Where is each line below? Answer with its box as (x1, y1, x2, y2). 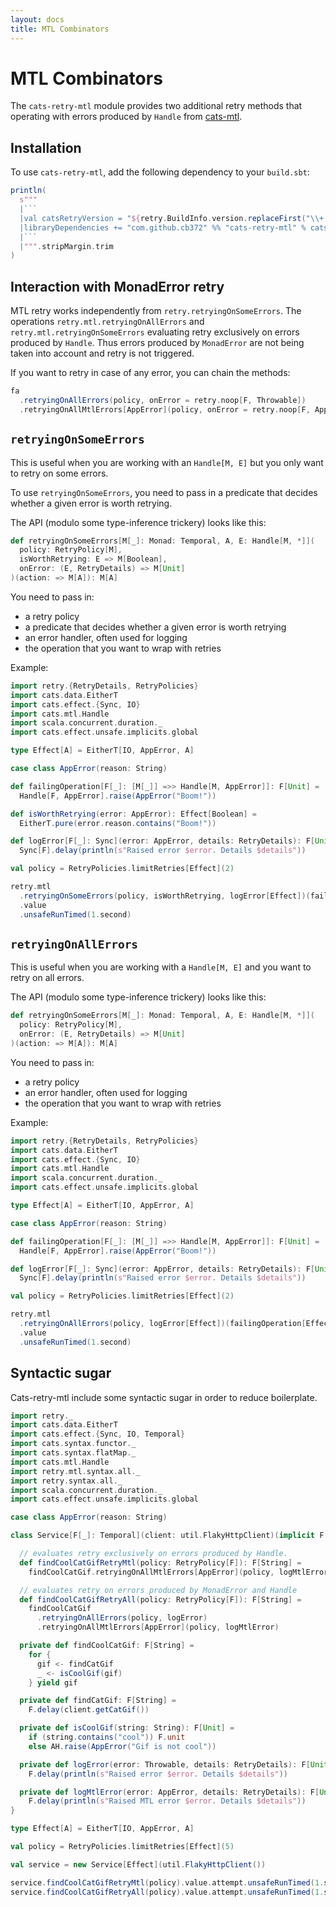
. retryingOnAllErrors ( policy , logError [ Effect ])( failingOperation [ (19, 1319, 307, 1329)
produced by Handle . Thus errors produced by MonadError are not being (10, 337, 305, 349)
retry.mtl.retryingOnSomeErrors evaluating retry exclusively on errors (10, 326, 300, 338)
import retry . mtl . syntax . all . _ (10, 1466, 141, 1476)
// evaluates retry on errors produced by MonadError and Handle (19, 1585, 298, 1595)
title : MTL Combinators (10, 24, 110, 34)
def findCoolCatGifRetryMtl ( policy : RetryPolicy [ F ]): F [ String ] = (19, 1557, 302, 1568)
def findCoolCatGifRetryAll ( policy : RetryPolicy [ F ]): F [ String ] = (19, 1594, 302, 1605)
